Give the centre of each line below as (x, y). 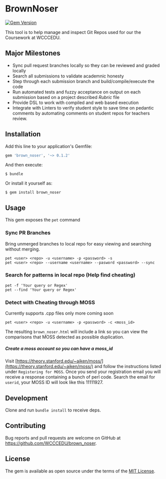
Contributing (25, 426)
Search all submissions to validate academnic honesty (68, 76)
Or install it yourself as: (29, 183)
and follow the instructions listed (128, 366)
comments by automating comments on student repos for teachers (81, 113)
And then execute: (24, 165)
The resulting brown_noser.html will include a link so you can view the (77, 332)
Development (27, 398)
